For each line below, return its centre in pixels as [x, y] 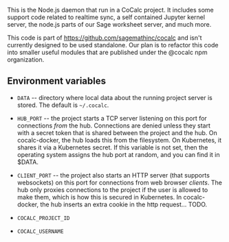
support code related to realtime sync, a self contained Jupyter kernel [106, 17]
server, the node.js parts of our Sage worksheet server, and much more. [109, 24]
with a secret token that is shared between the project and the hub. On [117, 132]
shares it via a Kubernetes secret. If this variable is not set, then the [112, 147]
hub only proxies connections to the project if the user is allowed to [112, 190]
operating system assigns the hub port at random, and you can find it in [118, 154]
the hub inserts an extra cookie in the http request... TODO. [124, 204]
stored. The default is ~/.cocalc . [63, 105]
